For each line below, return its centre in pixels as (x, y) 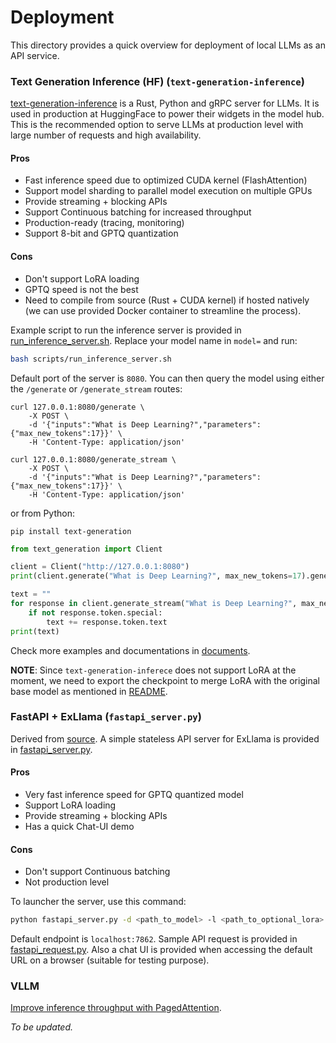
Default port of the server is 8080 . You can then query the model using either (167, 378)
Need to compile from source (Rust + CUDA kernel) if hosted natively (167, 300)
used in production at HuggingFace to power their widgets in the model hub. (167, 114)
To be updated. (42, 1027)
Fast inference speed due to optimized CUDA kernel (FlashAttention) (166, 180)
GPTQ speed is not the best (81, 289)
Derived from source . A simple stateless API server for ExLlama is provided (165, 738)
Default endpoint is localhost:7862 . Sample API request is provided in (154, 939)
